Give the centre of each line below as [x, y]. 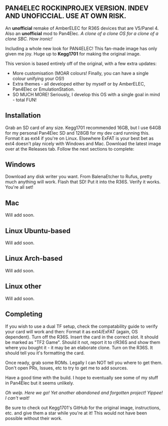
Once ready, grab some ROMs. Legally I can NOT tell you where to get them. [84, 362]
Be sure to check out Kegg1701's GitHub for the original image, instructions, [83, 407]
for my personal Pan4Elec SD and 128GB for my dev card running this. [77, 133]
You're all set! [19, 187]
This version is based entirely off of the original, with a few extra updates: [81, 63]
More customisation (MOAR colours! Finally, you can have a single [80, 73]
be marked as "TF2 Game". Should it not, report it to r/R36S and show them [83, 342]
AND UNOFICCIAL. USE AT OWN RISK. [66, 16]
